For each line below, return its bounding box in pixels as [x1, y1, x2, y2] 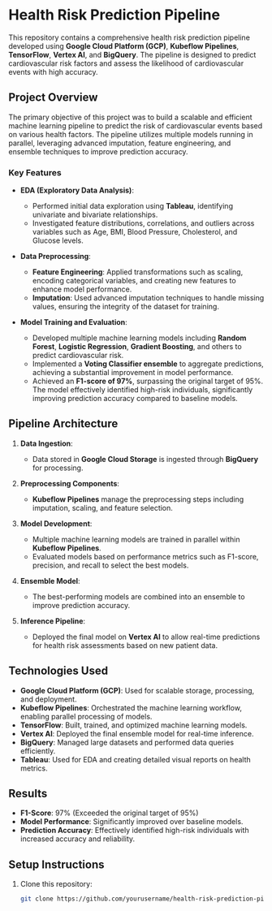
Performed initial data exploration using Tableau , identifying [32, 201, 234, 211]
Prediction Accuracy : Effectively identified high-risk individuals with [19, 826, 249, 835]
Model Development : [19, 518, 93, 529]
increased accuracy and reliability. [19, 834, 136, 844]
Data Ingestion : [19, 438, 73, 448]
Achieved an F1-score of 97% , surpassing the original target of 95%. [32, 376, 264, 386]
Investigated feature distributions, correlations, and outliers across [32, 218, 255, 228]
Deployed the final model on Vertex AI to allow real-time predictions [32, 632, 261, 641]
